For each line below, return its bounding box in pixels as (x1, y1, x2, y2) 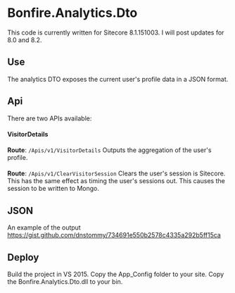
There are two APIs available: (7, 114, 92, 123)
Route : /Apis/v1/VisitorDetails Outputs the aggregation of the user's (7, 146, 212, 154)
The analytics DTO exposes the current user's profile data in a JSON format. (7, 75, 229, 83)
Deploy (7, 251, 39, 263)
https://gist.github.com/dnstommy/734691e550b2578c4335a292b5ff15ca (7, 231, 222, 239)
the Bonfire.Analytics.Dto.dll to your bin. (7, 277, 123, 286)
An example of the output (7, 223, 81, 232)
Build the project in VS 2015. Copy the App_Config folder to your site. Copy (7, 270, 224, 278)
